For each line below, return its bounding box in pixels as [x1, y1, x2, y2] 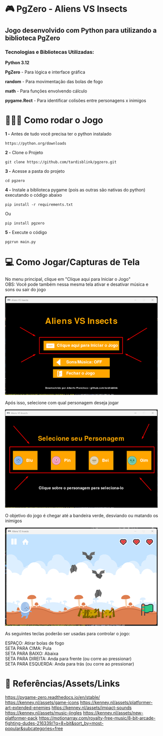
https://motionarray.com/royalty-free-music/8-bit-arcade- [39, 715, 156, 721]
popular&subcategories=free [5, 725, 63, 731]
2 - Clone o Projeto [5, 149, 43, 155]
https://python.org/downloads [5, 141, 67, 146]
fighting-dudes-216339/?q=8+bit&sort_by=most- [5, 720, 104, 726]
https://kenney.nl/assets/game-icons [5, 699, 79, 705]
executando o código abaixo [5, 192, 62, 198]
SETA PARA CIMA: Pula [5, 645, 52, 651]
